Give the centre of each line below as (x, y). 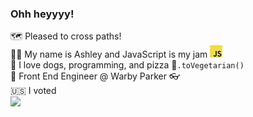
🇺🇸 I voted (33, 91)
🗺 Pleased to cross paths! (66, 36)
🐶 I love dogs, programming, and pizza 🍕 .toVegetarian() (127, 65)
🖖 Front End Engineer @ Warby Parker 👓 (95, 76)
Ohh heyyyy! (42, 14)
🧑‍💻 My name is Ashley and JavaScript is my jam (109, 54)
